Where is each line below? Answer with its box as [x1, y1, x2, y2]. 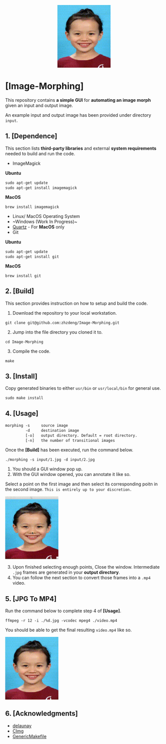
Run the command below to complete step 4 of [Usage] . [5, 608, 121, 614]
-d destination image [25, 428, 79, 433]
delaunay [12, 722, 31, 728]
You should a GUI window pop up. [12, 466, 83, 472]
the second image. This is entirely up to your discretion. [5, 486, 132, 492]
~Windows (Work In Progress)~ [12, 218, 77, 224]
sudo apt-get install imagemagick [5, 185, 77, 190]
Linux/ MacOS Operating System [12, 213, 80, 219]
